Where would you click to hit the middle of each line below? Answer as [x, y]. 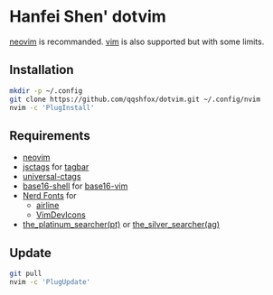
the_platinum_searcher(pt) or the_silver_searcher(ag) [121, 225]
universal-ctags [52, 177]
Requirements [50, 136]
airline [47, 206]
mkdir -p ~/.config [46, 91]
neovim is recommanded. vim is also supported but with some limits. [137, 41]
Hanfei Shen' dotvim [88, 17]
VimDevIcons [61, 215]
